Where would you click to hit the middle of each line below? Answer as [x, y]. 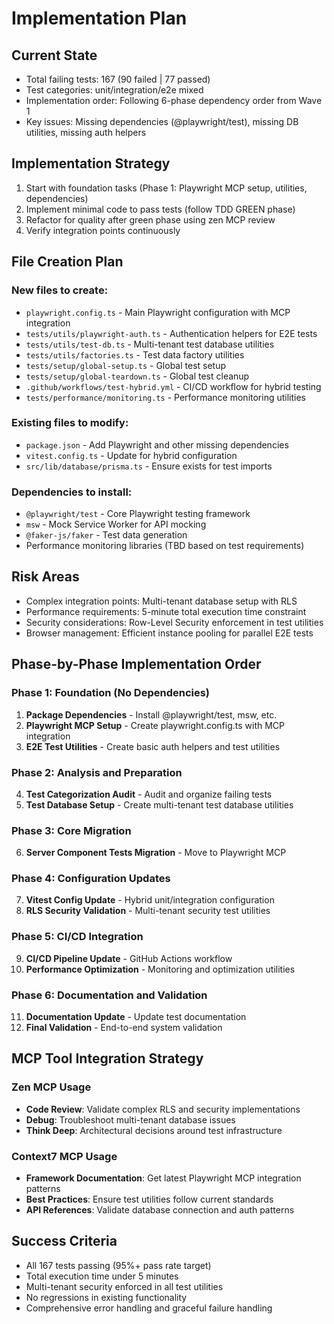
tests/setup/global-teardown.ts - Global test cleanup [137, 376]
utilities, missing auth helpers [86, 132]
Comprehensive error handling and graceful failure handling [149, 1308]
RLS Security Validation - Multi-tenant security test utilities [148, 911]
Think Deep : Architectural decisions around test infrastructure [154, 1130]
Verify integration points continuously [103, 230]
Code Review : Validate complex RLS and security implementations [163, 1109]
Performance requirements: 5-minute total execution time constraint [166, 611]
